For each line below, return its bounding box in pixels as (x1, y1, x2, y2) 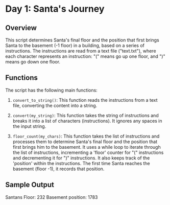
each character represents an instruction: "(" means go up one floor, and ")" (5, 53, 165, 59)
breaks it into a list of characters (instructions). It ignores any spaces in (12, 118, 162, 124)
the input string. (12, 123, 46, 129)
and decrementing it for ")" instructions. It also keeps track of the (12, 154, 150, 161)
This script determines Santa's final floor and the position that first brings (5, 37, 159, 43)
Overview (5, 24, 37, 32)
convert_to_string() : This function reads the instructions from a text (12, 97, 158, 103)
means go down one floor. (5, 59, 60, 64)
